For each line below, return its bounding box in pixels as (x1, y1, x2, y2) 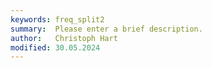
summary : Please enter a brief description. (10, 24, 203, 34)
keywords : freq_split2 (10, 14, 105, 25)
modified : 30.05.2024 (10, 42, 101, 53)
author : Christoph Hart (10, 33, 118, 43)
